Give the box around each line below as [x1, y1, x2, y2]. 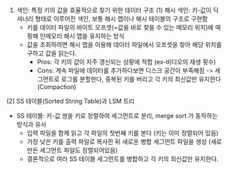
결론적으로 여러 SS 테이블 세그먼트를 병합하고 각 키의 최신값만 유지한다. [26, 155, 219, 163]
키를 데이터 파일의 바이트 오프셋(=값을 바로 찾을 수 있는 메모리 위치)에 [26, 23, 214, 31]
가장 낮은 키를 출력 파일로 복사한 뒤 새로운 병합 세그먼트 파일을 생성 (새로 [26, 137, 222, 146]
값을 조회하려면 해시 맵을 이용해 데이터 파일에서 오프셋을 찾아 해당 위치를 [26, 41, 222, 48]
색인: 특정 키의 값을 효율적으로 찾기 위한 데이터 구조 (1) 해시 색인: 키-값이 [16, 6, 212, 14]
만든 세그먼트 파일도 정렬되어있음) [26, 146, 118, 154]
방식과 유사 [16, 120, 47, 128]
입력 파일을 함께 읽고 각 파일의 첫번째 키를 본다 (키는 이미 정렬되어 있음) [26, 129, 219, 137]
